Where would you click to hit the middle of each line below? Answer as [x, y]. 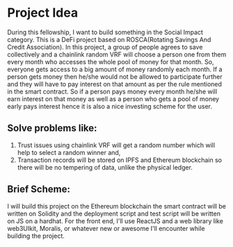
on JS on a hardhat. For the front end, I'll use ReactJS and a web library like [115, 220]
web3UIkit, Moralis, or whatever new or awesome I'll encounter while [106, 228]
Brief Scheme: [39, 189]
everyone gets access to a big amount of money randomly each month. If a [115, 69]
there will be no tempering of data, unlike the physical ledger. [105, 167]
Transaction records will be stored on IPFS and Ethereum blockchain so [120, 160]
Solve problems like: [52, 128]
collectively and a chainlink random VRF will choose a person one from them [117, 54]
